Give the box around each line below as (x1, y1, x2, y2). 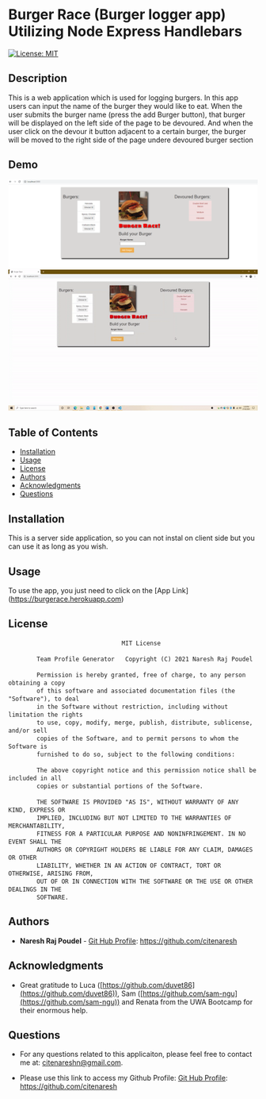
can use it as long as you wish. (8, 542, 108, 551)
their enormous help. (19, 1005, 89, 1015)
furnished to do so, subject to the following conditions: (36, 750, 236, 758)
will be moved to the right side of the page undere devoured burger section (8, 135, 253, 145)
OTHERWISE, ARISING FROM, (8, 870, 93, 877)
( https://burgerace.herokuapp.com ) (8, 594, 124, 604)
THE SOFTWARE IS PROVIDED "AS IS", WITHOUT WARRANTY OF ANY (36, 798, 239, 806)
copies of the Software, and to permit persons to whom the (36, 735, 239, 742)
